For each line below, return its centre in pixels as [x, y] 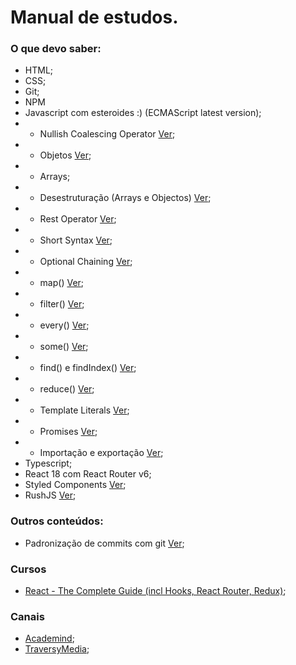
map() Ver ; [62, 283]
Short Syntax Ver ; [76, 240]
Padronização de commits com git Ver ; [104, 543]
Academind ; [49, 638]
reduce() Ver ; [67, 389]
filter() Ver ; [62, 304]
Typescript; [48, 463]
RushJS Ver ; [50, 495]
